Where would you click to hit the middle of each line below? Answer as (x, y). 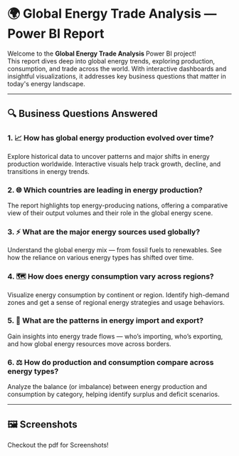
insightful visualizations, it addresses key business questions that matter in (117, 76)
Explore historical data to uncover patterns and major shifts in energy (108, 156)
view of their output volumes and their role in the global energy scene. (110, 213)
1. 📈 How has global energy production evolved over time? (111, 138)
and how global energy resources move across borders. (90, 343)
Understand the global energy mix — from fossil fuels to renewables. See (115, 250)
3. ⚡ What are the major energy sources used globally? (104, 232)
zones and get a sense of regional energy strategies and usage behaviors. (116, 302)
